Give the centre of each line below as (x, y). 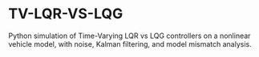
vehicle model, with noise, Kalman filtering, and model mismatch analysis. (130, 44)
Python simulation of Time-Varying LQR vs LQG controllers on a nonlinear (129, 36)
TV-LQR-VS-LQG (66, 14)
